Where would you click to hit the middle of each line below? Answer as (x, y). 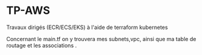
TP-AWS (28, 11)
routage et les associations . (42, 45)
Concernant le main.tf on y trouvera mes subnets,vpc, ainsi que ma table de (101, 39)
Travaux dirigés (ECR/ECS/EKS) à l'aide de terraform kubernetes (87, 27)
